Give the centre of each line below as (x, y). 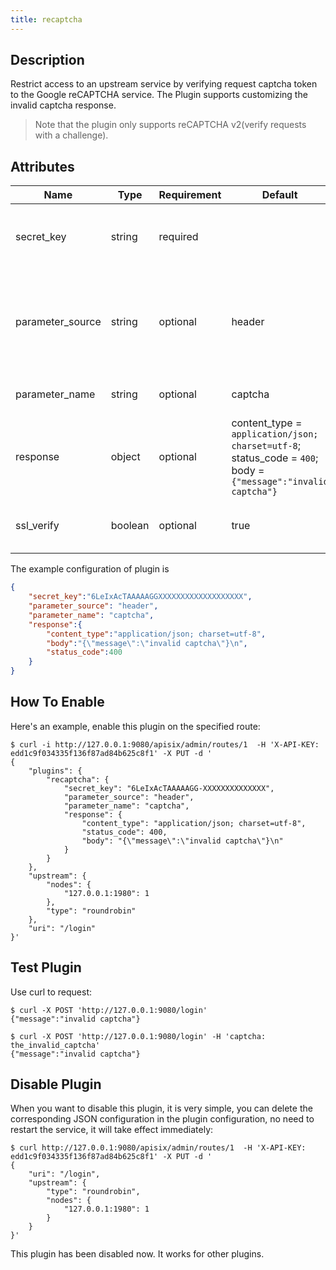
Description (47, 60)
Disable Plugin (56, 1084)
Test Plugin (46, 967)
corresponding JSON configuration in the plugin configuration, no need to (162, 1119)
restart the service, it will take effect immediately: (112, 1130)
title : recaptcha (46, 19)
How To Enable (57, 702)
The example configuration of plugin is (90, 569)
